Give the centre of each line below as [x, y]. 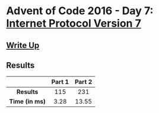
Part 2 [83, 82]
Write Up [23, 45]
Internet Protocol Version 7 [74, 23]
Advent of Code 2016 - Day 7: [80, 11]
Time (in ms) [28, 102]
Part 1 [60, 82]
